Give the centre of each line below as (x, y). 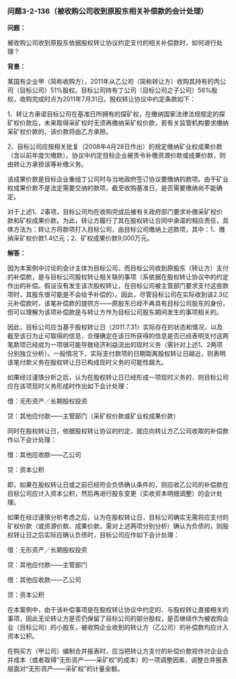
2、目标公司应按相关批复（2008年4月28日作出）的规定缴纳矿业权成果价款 (115, 147)
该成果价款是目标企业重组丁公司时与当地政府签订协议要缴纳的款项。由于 (112, 179)
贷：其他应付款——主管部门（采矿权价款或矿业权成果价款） (93, 416)
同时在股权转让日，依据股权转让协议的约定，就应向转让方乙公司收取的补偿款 (118, 431)
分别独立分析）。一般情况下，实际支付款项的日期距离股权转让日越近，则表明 (117, 354)
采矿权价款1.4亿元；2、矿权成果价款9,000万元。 (83, 238)
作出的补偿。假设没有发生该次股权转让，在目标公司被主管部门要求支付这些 (115, 286)
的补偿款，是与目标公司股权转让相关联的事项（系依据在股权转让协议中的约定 (118, 277)
